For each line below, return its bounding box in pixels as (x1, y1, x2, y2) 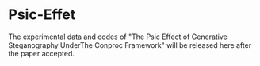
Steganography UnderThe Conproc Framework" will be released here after (8, 40, 252, 49)
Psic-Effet (8, 6, 76, 24)
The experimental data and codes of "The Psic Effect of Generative (8, 32, 227, 41)
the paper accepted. (8, 49, 75, 58)
